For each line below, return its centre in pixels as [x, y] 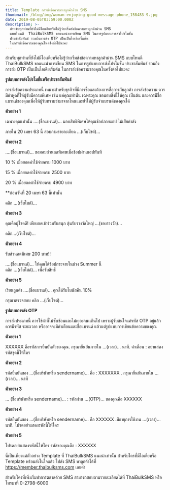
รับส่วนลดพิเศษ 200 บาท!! [28, 254]
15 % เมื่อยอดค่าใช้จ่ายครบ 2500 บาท [38, 172]
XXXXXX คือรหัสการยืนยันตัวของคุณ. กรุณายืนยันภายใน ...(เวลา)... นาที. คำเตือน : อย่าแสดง [84, 346]
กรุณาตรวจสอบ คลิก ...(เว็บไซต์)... [34, 300]
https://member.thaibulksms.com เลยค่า [45, 467]
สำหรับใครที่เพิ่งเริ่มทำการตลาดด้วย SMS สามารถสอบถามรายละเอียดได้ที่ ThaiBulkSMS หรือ [84, 477]
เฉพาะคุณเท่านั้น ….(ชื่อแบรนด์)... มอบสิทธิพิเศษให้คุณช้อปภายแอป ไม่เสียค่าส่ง [71, 121]
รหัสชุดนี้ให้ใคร [18, 352]
